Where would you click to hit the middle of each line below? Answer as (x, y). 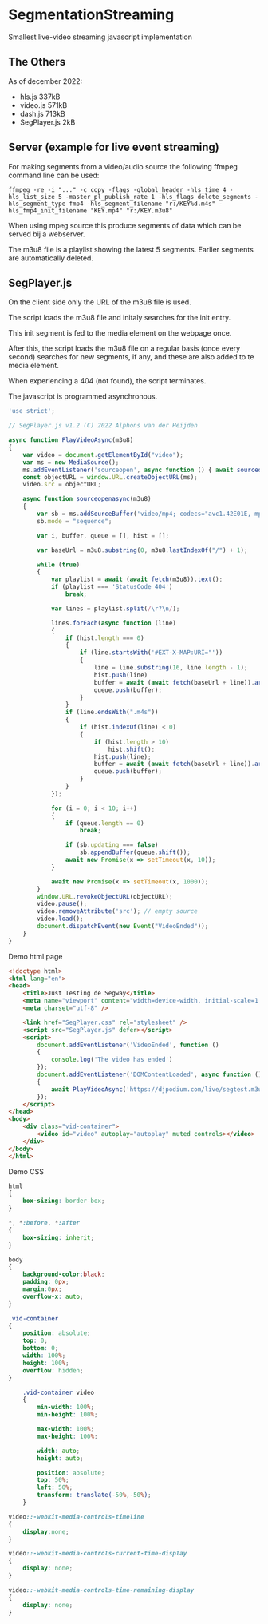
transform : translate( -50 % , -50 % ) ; (94, 1495)
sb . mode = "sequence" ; (75, 521)
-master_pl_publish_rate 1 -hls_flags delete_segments (158, 197)
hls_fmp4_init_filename (48, 210)
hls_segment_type (37, 204)
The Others (37, 62)
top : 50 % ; (53, 1480)
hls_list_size (32, 197)
